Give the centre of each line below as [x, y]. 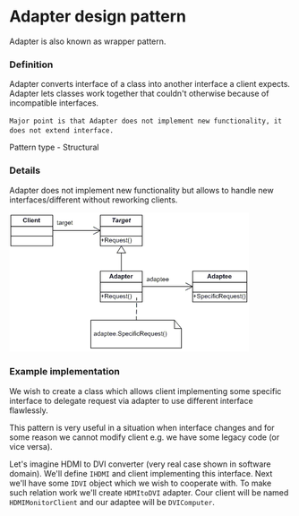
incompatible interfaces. [54, 103]
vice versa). [31, 446]
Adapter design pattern [98, 17]
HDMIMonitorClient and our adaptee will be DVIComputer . [112, 502]
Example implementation [65, 372]
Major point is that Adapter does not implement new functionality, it [145, 121]
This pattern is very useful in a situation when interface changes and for [142, 427]
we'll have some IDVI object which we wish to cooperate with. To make [141, 483]
